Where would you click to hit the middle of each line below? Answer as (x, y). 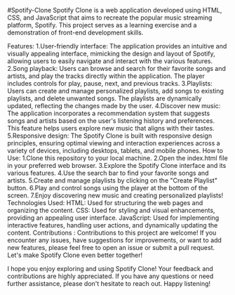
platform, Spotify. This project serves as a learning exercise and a (102, 25)
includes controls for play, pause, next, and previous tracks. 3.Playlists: (110, 83)
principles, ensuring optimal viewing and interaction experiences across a (114, 143)
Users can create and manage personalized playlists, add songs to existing (116, 91)
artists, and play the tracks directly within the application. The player (106, 76)
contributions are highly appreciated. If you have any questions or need (110, 276)
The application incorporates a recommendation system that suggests (109, 113)
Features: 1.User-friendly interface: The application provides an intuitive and (117, 46)
